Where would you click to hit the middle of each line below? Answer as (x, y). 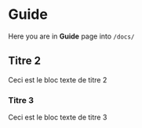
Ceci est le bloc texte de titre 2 (58, 79)
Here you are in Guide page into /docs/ (71, 36)
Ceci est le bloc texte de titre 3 (58, 117)
